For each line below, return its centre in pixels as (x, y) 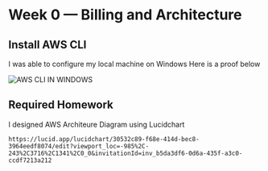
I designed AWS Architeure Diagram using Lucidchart (97, 124)
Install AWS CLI (47, 45)
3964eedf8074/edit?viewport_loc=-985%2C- (79, 146)
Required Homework (61, 105)
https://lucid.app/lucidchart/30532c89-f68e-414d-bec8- (104, 139)
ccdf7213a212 (30, 160)
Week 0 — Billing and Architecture (125, 15)
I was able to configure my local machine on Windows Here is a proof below (134, 64)
